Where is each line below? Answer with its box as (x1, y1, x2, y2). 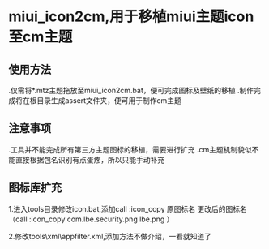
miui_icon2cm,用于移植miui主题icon (8, 7, 254, 26)
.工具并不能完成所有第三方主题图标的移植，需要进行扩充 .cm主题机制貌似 (8, 144, 253, 154)
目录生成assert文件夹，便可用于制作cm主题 (36, 96, 182, 105)
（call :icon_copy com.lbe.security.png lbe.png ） (8, 214, 174, 224)
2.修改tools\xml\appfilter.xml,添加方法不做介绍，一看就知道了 (8, 231, 212, 241)
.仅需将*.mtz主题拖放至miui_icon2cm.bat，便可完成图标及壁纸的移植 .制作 (8, 86, 254, 95)
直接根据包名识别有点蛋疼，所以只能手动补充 (15, 155, 164, 165)
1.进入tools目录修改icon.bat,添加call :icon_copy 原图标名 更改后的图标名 (8, 204, 247, 213)
